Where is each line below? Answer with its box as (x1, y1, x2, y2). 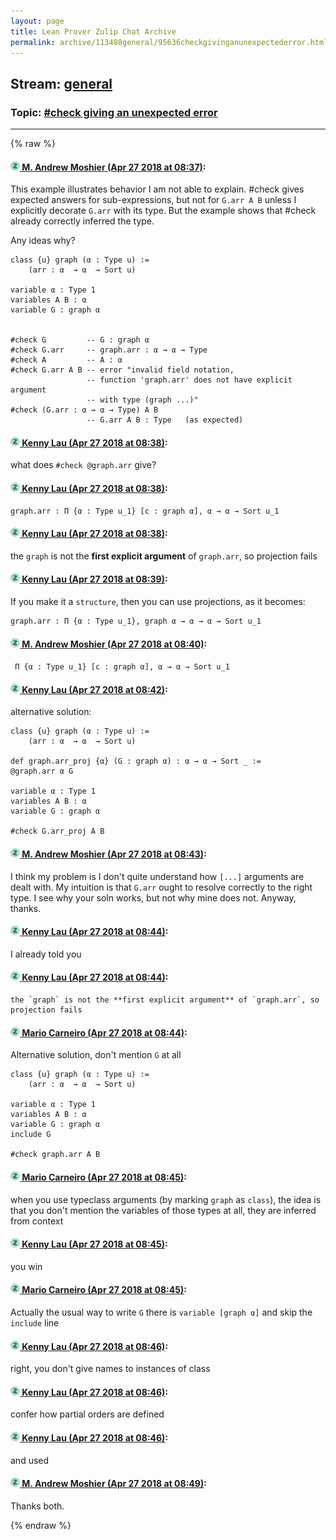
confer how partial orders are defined (10, 1408, 165, 1420)
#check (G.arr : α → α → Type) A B (10, 405, 159, 415)
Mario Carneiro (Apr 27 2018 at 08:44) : (21, 1026, 188, 1039)
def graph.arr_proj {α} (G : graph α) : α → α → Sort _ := (10, 756, 262, 767)
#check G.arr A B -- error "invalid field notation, (10, 365, 235, 375)
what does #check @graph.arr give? (10, 459, 157, 471)
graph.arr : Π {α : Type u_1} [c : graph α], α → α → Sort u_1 (10, 506, 280, 516)
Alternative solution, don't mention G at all (10, 1049, 182, 1061)
